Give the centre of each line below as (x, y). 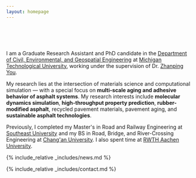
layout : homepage (28, 12)
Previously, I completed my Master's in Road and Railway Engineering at (94, 127)
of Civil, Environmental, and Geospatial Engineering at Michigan (84, 60)
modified (18, 109)
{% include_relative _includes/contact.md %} (61, 169)
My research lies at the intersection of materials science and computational (98, 83)
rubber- (167, 102)
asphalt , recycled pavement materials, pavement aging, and (103, 109)
